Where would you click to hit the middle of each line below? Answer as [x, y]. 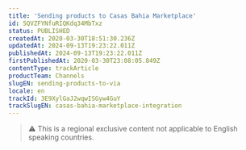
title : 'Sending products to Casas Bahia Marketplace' [102, 16]
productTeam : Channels [46, 76]
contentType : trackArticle [54, 69]
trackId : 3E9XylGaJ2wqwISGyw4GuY [65, 98]
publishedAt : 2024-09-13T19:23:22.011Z [75, 53]
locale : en [27, 91]
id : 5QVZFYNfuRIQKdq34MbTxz [56, 23]
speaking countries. [61, 137]
